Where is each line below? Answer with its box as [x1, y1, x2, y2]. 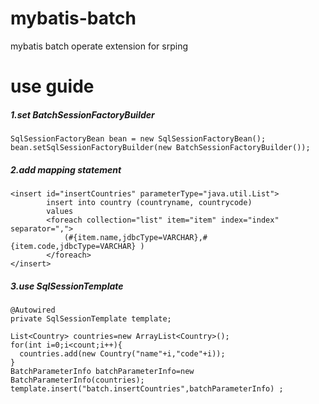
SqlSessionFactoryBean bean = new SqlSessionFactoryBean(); [10, 134, 267, 144]
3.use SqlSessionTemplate [10, 280, 124, 292]
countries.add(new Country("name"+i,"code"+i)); [19, 349, 226, 359]
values [46, 207, 74, 217]
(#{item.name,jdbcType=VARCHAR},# [63, 233, 208, 243]
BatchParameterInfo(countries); [10, 375, 145, 386]
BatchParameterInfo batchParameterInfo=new [10, 367, 195, 377]
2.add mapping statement [10, 163, 122, 176]
